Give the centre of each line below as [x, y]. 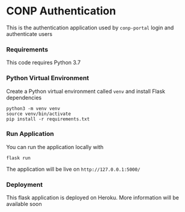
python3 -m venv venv [33, 108]
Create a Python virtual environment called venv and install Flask [86, 91]
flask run [19, 158]
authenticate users [29, 34]
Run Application [30, 134]
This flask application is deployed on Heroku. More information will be [92, 198]
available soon [24, 204]
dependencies [24, 98]
